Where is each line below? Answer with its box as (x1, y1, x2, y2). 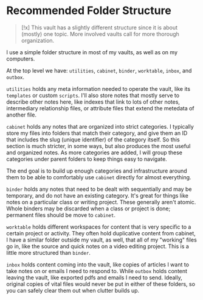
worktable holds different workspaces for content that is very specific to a (6, 223, 191, 230)
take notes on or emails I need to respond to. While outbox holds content (6, 267, 187, 274)
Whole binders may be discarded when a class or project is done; (6, 205, 171, 212)
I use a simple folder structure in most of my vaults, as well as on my (6, 48, 178, 55)
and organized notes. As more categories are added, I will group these (6, 149, 183, 156)
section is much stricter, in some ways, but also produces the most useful (6, 142, 191, 149)
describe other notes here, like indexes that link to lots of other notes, (6, 98, 181, 105)
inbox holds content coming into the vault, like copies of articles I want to (6, 260, 190, 268)
